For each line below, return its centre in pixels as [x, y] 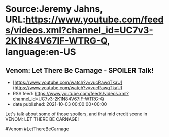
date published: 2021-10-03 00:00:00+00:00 [60, 104]
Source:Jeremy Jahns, [54, 9]
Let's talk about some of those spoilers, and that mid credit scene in [76, 114]
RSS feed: [23, 93]
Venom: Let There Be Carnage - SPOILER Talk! [79, 71]
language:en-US [41, 52]
